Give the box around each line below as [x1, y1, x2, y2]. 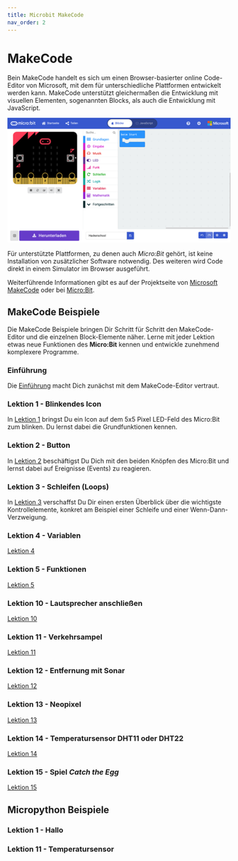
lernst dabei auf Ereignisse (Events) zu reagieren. [7, 464, 152, 473]
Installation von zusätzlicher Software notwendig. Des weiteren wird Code [7, 257, 223, 265]
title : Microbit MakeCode [7, 11, 84, 18]
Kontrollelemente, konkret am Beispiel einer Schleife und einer [7, 505, 189, 514]
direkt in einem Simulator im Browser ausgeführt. [7, 264, 150, 273]
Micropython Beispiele [7, 804, 110, 816]
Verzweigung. [7, 512, 48, 521]
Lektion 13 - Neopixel [7, 699, 81, 709]
